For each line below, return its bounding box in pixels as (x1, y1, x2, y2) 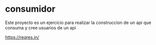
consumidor (5, 3, 55, 15)
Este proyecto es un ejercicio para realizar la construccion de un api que (5, 20, 152, 25)
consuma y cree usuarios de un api (5, 24, 76, 30)
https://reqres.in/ (5, 34, 39, 40)
